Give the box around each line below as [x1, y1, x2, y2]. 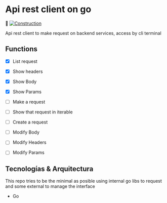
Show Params [12, 89, 42, 95]
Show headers [12, 68, 43, 74]
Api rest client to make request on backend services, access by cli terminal [5, 30, 162, 36]
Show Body [12, 78, 37, 85]
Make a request [12, 99, 46, 105]
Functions [5, 45, 38, 54]
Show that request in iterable [12, 109, 73, 115]
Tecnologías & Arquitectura [5, 165, 94, 173]
